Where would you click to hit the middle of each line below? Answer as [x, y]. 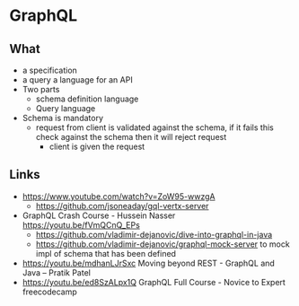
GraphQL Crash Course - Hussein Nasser [99, 215]
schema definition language [87, 99]
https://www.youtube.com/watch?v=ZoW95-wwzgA [119, 196]
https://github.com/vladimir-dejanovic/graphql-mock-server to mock [163, 244]
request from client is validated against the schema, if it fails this [154, 127]
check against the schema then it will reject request [131, 137]
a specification [50, 70]
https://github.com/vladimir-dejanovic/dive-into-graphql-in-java [154, 234]
